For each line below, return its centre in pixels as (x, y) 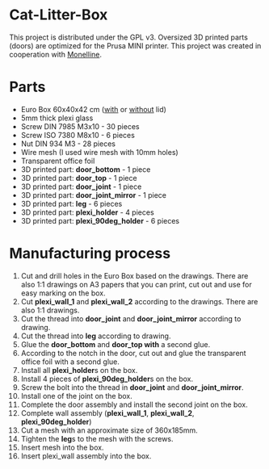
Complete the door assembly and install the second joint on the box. (134, 404)
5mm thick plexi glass (57, 118)
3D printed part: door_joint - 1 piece (81, 186)
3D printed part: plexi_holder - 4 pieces (87, 212)
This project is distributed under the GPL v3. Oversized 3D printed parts (129, 37)
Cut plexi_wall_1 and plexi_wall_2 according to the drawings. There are (139, 301)
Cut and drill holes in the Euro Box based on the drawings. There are (134, 275)
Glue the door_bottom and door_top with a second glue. (116, 344)
